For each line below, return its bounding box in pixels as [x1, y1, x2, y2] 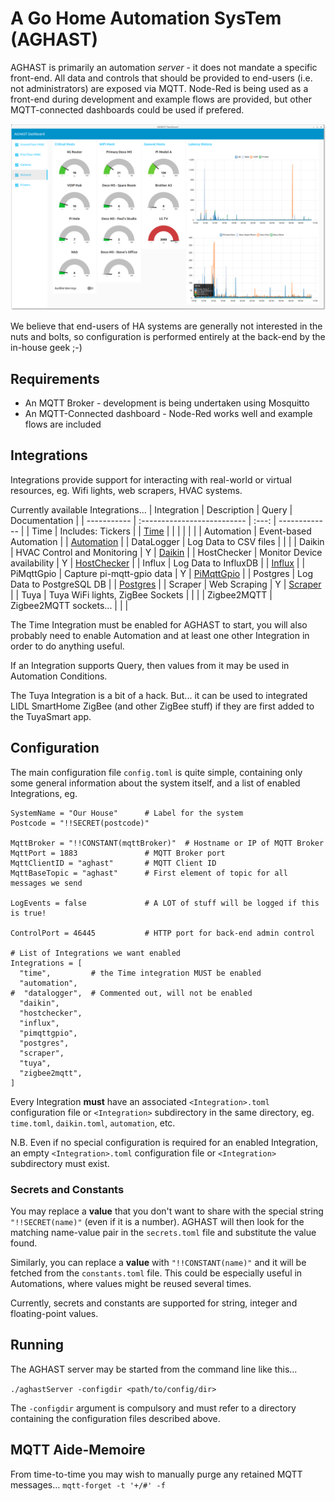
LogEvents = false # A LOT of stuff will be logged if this [10, 898, 320, 908]
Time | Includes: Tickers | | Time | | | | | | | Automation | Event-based [31, 525, 312, 537]
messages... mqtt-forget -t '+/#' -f [10, 1478, 166, 1491]
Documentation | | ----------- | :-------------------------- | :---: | [10, 514, 277, 526]
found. [10, 1237, 38, 1249]
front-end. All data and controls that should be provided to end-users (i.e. [10, 72, 313, 84]
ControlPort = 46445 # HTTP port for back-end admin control [10, 928, 315, 938]
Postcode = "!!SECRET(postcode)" [10, 818, 150, 828]
